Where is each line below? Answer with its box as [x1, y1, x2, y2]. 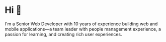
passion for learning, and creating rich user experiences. [5, 31, 122, 37]
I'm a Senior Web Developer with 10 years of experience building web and [5, 21, 158, 27]
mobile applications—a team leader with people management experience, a [5, 26, 161, 32]
